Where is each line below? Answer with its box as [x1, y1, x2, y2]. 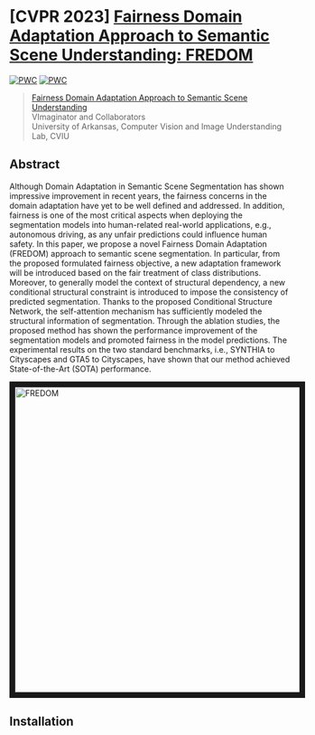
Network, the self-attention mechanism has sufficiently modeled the [9, 306, 263, 316]
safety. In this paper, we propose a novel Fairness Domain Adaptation [9, 238, 268, 250]
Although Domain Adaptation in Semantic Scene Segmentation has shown [9, 181, 284, 192]
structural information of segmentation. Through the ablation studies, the [9, 315, 281, 326]
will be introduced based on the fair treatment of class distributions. [9, 267, 262, 278]
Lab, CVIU [31, 130, 70, 141]
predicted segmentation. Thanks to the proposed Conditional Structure [9, 296, 273, 306]
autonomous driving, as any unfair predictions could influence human [9, 229, 268, 240]
